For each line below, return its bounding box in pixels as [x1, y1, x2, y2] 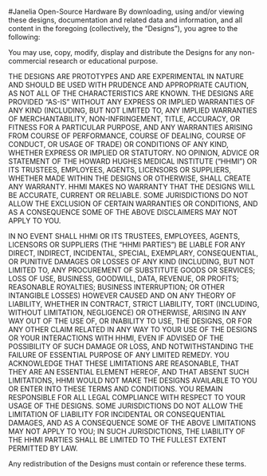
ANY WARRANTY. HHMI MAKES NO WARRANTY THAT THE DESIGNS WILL [8, 182, 256, 191]
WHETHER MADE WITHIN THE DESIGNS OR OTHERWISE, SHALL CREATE [8, 173, 251, 183]
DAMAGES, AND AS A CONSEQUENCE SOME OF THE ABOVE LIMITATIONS [8, 418, 257, 427]
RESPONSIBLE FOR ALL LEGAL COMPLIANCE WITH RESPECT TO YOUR [8, 393, 245, 402]
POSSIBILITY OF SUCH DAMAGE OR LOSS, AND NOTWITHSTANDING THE [8, 342, 254, 351]
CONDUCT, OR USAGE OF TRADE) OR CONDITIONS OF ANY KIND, [8, 140, 229, 149]
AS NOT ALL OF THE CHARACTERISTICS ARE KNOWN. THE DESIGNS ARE [8, 89, 254, 98]
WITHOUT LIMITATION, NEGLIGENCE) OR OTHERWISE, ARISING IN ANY [8, 307, 247, 317]
